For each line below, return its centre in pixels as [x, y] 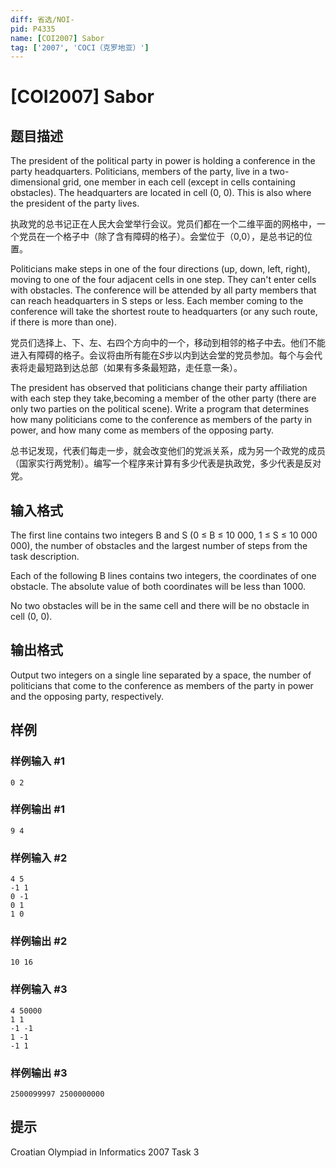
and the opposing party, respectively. [87, 696]
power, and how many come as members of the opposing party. [142, 430]
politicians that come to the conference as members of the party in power [162, 685]
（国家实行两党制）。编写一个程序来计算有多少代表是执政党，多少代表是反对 [166, 463]
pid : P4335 [33, 29]
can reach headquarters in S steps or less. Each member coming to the [157, 301]
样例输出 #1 [37, 809]
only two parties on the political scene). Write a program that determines [160, 409]
